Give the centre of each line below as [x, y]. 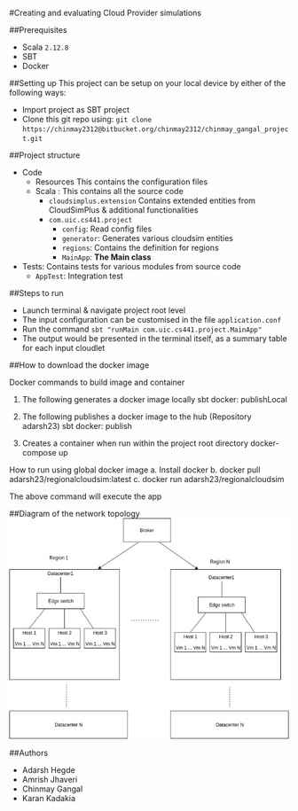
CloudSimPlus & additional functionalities [123, 210]
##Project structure [45, 155]
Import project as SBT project [76, 109]
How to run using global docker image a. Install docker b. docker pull [135, 470]
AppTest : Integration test [79, 276]
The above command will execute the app [86, 496]
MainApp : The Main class [106, 257]
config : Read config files [107, 229]
